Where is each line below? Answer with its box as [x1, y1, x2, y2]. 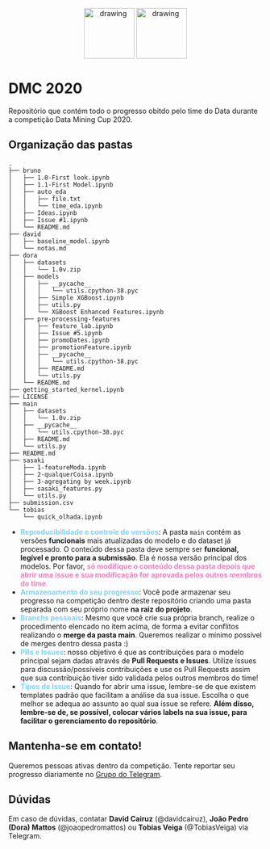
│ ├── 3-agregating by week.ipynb [8, 477, 131, 485]
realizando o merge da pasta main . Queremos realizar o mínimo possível [19, 630, 262, 640]
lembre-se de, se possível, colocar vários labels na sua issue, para [19, 707, 247, 717]
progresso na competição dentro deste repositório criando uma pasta [19, 595, 251, 605]
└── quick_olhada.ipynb [23, 513, 103, 521]
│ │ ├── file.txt [8, 195, 81, 203]
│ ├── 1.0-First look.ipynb [8, 174, 110, 182]
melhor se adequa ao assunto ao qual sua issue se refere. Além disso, [19, 699, 255, 708]
